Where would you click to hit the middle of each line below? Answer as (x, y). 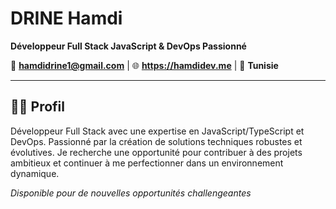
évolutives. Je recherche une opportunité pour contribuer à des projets (156, 152)
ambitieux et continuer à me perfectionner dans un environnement (147, 163)
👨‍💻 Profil (37, 107)
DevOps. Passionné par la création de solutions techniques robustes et (156, 141)
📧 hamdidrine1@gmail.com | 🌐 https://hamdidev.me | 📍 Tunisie (144, 65)
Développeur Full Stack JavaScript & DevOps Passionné (128, 46)
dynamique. (35, 173)
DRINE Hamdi (66, 18)
